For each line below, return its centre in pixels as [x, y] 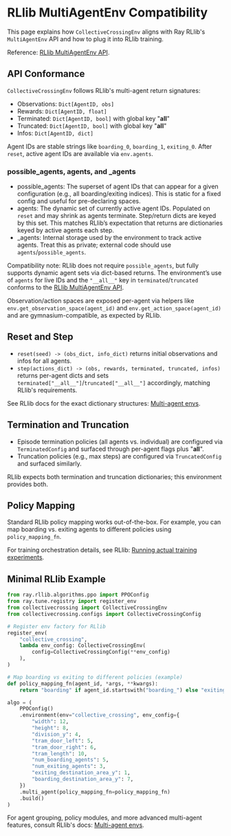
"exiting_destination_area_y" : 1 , [81, 773]
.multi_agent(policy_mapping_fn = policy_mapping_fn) [95, 792]
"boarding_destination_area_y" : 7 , [83, 779]
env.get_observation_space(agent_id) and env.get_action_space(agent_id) [114, 308]
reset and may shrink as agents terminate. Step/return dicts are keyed [117, 216]
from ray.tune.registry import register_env [72, 602]
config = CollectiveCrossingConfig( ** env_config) [101, 652]
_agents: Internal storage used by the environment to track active [109, 238]
